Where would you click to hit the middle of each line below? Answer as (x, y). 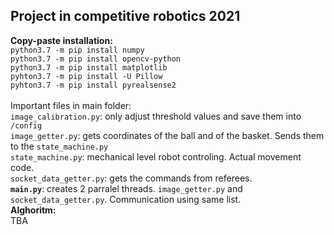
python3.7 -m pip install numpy (77, 50)
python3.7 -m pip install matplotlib (89, 67)
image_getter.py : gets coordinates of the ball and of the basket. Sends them (167, 135)
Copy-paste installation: (61, 40)
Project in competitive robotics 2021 (125, 16)
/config (26, 125)
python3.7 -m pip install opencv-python (96, 59)
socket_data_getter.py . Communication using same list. (126, 199)
